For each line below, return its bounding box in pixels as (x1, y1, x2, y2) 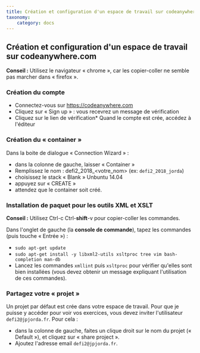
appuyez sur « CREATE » (14, 179, 76, 187)
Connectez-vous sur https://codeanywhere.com (14, 102, 133, 109)
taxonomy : (6, 14, 31, 20)
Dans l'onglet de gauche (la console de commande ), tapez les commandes (6, 226, 192, 233)
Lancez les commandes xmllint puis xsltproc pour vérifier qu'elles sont (14, 262, 192, 269)
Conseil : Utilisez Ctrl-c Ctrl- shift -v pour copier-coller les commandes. (6, 215, 180, 222)
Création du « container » (6, 135, 82, 144)
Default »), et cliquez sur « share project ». (14, 333, 120, 340)
